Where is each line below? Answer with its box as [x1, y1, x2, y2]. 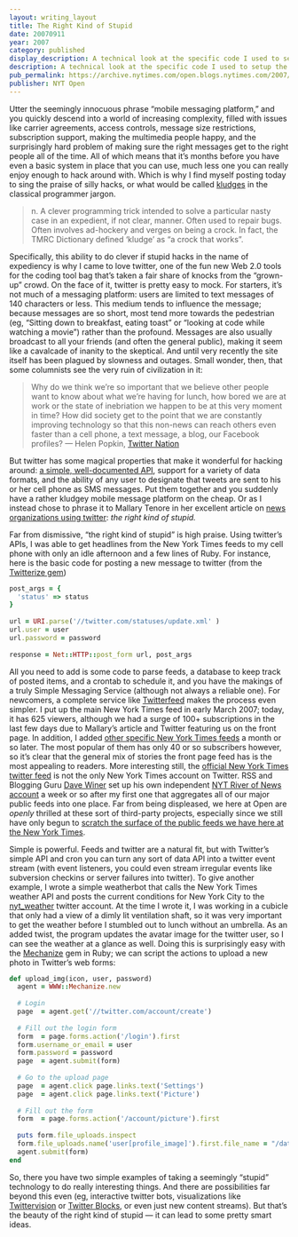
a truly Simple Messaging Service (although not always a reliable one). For [9, 685, 281, 695]
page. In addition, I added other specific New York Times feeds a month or [9, 732, 282, 742]
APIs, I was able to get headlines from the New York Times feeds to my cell [9, 538, 284, 549]
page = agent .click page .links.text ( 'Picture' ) [17, 1090, 200, 1098]
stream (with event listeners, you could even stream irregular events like [9, 862, 272, 873]
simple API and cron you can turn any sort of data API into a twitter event [9, 853, 276, 864]
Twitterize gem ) [9, 567, 67, 577]
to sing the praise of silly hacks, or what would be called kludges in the [9, 178, 269, 189]
